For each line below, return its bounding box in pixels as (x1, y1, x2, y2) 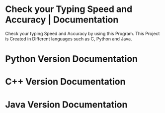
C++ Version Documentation (5, 76, 126, 88)
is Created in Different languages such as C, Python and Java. (5, 36, 132, 42)
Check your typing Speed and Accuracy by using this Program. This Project (5, 30, 160, 36)
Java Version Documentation (5, 99, 128, 110)
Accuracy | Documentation (5, 14, 119, 25)
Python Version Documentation (5, 53, 138, 65)
